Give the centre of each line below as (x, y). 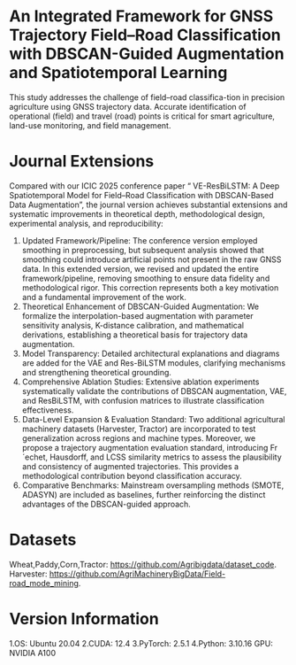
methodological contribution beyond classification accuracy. (132, 476)
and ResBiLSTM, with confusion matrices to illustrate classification (143, 400)
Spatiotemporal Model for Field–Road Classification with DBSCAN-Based (141, 195)
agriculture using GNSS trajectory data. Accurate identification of (128, 106)
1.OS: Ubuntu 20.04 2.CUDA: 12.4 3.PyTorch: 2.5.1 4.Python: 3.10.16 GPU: (141, 643)
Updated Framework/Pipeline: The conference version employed (140, 240)
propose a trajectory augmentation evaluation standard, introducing (145, 447)
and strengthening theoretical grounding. (97, 372)
